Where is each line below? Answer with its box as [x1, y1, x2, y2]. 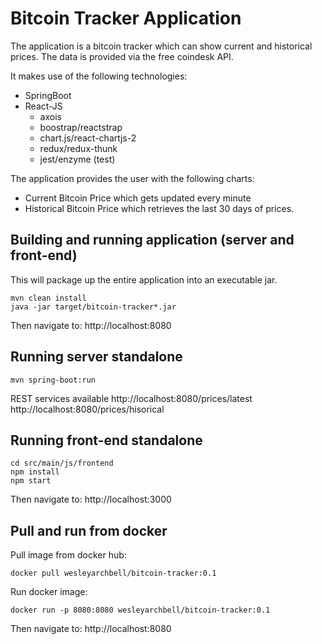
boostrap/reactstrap [39, 121, 123, 133]
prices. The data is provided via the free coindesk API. [10, 50, 234, 62]
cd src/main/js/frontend [10, 458, 114, 469]
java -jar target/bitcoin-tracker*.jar [10, 302, 177, 312]
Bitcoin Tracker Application [10, 7, 242, 30]
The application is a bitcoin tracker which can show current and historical [10, 40, 313, 52]
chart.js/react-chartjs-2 [39, 132, 137, 144]
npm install [10, 467, 60, 477]
